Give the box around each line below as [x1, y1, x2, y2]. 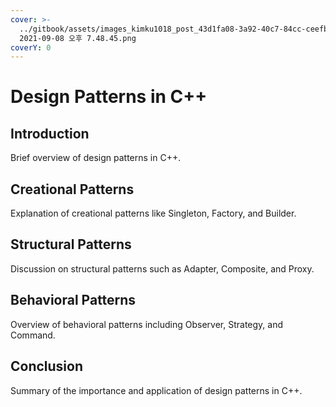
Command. [10, 329, 56, 341]
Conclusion [10, 358, 84, 375]
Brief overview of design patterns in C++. [10, 152, 182, 164]
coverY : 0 [10, 42, 52, 53]
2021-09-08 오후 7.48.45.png [19, 33, 137, 43]
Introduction [10, 125, 90, 142]
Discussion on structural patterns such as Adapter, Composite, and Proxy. [10, 262, 315, 275]
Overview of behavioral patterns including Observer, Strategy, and [10, 318, 283, 330]
